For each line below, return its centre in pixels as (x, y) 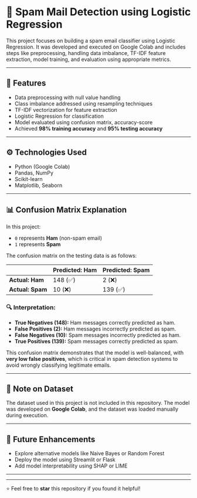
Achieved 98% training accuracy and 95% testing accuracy (89, 128)
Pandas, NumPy (34, 173)
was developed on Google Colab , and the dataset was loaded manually (92, 409)
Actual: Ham (26, 280)
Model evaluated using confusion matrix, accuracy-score (84, 122)
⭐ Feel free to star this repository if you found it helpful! (73, 489)
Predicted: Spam (126, 270)
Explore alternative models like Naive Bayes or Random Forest (89, 453)
